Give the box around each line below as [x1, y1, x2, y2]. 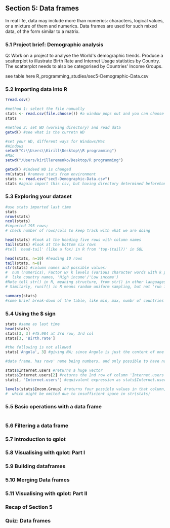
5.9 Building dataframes [5, 463, 66, 470]
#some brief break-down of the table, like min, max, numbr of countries [5, 298, 164, 303]
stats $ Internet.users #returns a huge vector [5, 368, 103, 373]
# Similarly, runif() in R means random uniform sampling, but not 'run [5, 284, 162, 289]
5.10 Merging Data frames [5, 476, 70, 483]
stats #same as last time [5, 322, 60, 327]
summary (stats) [5, 293, 37, 298]
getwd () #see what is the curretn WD [5, 129, 85, 135]
